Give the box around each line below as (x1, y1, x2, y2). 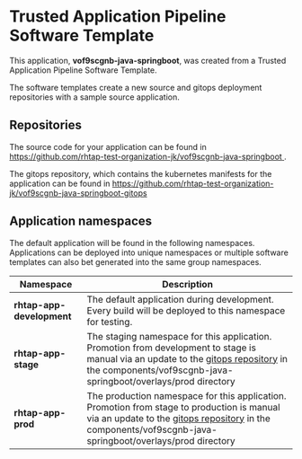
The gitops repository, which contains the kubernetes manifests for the (9, 168, 272, 179)
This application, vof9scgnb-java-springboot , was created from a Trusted (9, 55, 287, 66)
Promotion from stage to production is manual (86, 401, 280, 413)
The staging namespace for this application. (86, 330, 272, 342)
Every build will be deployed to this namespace (86, 304, 286, 316)
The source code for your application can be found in (9, 141, 207, 152)
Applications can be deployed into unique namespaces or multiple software (9, 247, 289, 258)
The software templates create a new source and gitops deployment (9, 82, 262, 93)
